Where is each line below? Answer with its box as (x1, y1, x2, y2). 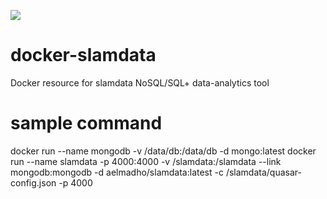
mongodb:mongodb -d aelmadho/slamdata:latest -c (10, 166, 224, 178)
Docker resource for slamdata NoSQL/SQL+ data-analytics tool (10, 76, 270, 89)
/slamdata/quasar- (225, 166, 302, 178)
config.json (10, 176, 57, 189)
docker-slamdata (10, 44, 157, 67)
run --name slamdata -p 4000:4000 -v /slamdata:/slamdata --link (10, 155, 282, 167)
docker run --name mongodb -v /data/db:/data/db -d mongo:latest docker (10, 145, 317, 157)
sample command (10, 112, 163, 135)
